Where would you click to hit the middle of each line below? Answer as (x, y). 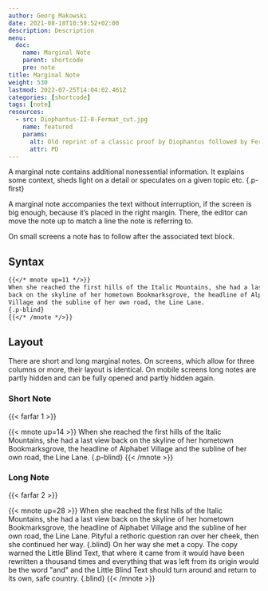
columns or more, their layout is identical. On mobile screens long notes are (132, 370)
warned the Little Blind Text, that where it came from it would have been (126, 553)
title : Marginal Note (44, 75)
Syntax (26, 261)
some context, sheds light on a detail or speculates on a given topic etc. (126, 180)
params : (35, 134)
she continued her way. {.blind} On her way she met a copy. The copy (123, 544)
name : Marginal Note (57, 53)
